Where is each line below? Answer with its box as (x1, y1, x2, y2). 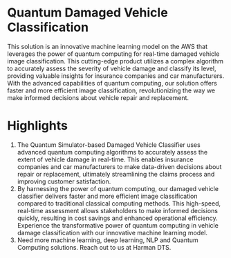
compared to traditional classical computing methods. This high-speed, (17, 199, 221, 208)
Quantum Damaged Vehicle (7, 5, 168, 21)
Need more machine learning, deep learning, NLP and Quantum (17, 236, 198, 244)
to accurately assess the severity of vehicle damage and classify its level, (7, 64, 216, 72)
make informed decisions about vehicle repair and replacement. (7, 93, 189, 101)
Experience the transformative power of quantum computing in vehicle (17, 221, 219, 229)
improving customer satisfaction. (17, 177, 111, 186)
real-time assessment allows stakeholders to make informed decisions (17, 206, 218, 215)
